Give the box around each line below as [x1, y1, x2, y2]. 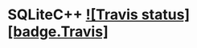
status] [141, 6, 191, 24]
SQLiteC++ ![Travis [7, 6, 138, 24]
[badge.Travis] [7, 22, 109, 41]
